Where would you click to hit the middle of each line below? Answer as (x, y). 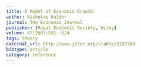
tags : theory (22, 38)
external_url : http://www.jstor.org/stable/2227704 (70, 44)
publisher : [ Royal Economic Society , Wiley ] (61, 28)
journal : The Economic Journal (44, 22)
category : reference (31, 55)
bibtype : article (27, 50)
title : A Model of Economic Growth (50, 11)
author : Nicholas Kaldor (36, 17)
